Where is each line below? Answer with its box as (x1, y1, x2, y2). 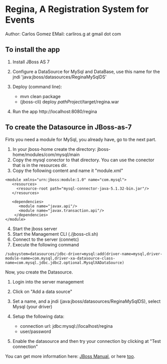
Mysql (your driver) (12, 303, 53, 310)
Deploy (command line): (12, 83, 62, 89)
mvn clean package (20, 93, 61, 99)
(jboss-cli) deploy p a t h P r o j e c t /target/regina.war (20, 99, 119, 105)
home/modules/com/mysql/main (12, 151, 80, 157)
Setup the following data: (12, 313, 64, 319)
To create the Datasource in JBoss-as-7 (5, 123, 132, 132)
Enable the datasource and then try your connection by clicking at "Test (12, 338, 161, 344)
